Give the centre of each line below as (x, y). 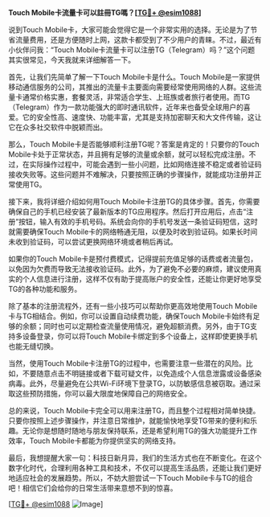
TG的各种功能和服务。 (45, 289)
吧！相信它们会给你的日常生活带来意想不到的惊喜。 (93, 488)
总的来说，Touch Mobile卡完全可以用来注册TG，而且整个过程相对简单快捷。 (134, 410)
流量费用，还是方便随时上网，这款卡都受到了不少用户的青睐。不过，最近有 (138, 40)
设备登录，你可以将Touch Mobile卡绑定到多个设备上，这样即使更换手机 (140, 336)
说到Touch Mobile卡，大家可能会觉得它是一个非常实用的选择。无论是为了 (129, 30)
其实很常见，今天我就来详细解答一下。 (72, 60)
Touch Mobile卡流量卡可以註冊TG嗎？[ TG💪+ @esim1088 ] (105, 12)
